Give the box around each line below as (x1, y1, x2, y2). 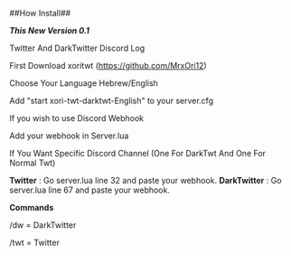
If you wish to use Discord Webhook (9, 113, 145, 123)
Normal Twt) (9, 157, 56, 168)
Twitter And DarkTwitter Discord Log (9, 43, 145, 53)
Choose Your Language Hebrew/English (9, 78, 158, 89)
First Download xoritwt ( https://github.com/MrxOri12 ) (9, 61, 208, 71)
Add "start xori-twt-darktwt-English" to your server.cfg (9, 95, 214, 106)
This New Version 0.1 (9, 25, 90, 35)
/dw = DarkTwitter (9, 220, 77, 230)
